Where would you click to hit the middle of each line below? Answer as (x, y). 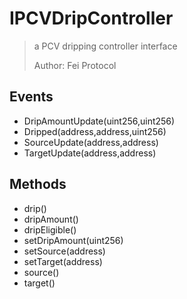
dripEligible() (50, 229)
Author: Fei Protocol (75, 65)
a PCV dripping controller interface (105, 46)
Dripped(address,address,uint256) (95, 131)
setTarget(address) (63, 261)
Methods (38, 184)
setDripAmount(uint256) (73, 240)
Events (31, 97)
